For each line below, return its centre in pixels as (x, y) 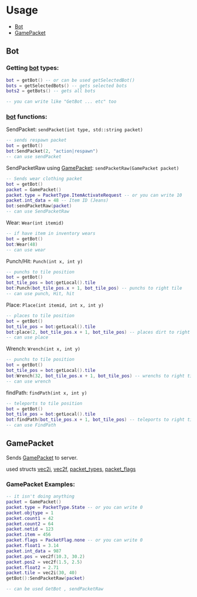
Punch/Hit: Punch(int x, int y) (45, 261)
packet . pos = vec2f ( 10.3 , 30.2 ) (45, 556)
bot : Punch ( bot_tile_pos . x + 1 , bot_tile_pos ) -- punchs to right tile (94, 289)
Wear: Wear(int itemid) (35, 223)
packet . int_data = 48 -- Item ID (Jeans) (57, 200)
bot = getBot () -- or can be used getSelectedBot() (70, 80)
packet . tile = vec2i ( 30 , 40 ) (42, 573)
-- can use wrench (28, 381)
